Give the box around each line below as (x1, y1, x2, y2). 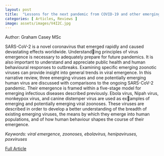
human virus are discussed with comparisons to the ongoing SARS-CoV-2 (5, 80, 154, 86)
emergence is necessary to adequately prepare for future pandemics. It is (5, 54, 154, 60)
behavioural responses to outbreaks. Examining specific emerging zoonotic (5, 65, 157, 70)
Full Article (5, 146, 27, 152)
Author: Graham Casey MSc (5, 34, 61, 40)
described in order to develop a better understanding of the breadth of (5, 106, 147, 112)
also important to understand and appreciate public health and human (5, 59, 145, 65)
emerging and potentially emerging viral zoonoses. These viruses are (5, 101, 144, 107)
